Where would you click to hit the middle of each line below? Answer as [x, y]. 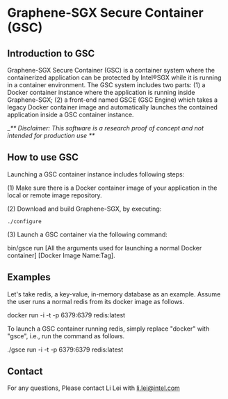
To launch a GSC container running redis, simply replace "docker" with [108, 329]
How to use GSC [43, 157]
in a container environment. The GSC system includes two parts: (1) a [106, 85]
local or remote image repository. [55, 195]
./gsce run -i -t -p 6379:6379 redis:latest [65, 349]
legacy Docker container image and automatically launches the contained [112, 107]
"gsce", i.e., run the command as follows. [66, 336]
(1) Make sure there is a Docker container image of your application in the [112, 188]
